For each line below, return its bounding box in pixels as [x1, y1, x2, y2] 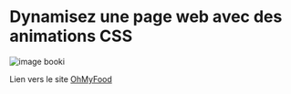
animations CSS [9, 26, 133, 47]
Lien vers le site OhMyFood [9, 73, 112, 84]
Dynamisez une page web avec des [9, 6, 283, 27]
